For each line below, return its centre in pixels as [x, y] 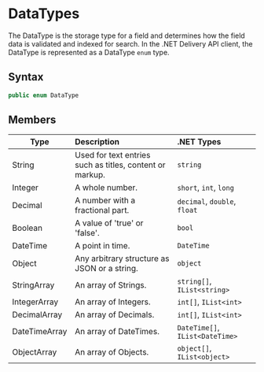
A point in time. [102, 246]
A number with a [105, 200]
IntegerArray [35, 302]
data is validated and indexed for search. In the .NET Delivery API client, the [130, 43]
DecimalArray [37, 314]
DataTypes [44, 14]
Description [97, 142]
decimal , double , [207, 202]
